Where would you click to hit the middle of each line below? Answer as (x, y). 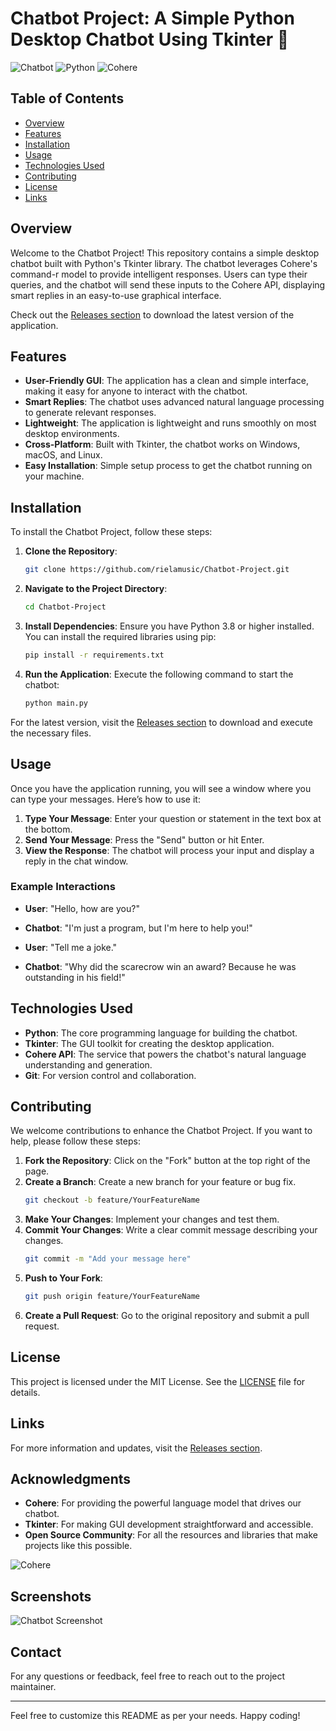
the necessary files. (51, 733)
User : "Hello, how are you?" (82, 908)
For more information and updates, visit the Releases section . (136, 1448)
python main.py (56, 703)
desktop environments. (72, 434)
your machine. (54, 476)
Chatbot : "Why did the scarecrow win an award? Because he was (160, 966)
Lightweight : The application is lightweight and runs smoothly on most (170, 423)
